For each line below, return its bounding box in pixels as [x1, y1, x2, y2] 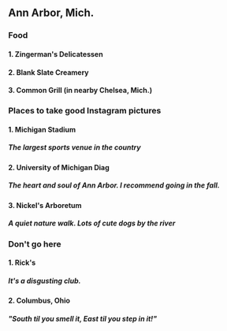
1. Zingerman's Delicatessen [8, 49, 104, 58]
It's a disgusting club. [8, 276, 81, 285]
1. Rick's [8, 258, 36, 267]
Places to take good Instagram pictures [8, 106, 162, 117]
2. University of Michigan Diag [8, 162, 110, 172]
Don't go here [8, 238, 61, 249]
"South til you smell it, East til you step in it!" [8, 314, 158, 323]
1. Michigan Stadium [8, 125, 76, 134]
